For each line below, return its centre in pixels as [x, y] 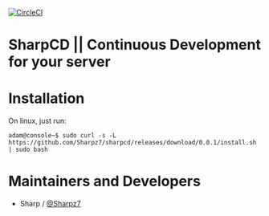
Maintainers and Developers [104, 181]
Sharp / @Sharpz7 [51, 204]
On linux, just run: [37, 121]
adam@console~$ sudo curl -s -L [62, 136]
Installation [47, 98]
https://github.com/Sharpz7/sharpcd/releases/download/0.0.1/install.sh [132, 143]
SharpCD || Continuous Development [134, 45]
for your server [59, 62]
